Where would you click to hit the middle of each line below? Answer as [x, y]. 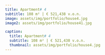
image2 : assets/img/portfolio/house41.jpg [48, 23]
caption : [14, 32]
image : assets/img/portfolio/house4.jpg [46, 18]
